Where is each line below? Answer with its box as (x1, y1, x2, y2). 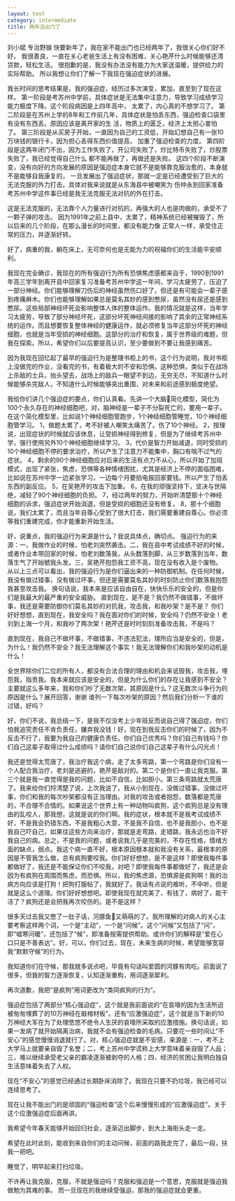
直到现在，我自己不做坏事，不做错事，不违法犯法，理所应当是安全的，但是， (7, 634, 228, 643)
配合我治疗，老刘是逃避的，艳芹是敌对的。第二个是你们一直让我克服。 (19, 767, 222, 775)
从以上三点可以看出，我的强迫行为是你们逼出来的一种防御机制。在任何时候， (7, 567, 228, 576)
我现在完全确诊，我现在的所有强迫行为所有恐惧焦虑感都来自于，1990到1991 (7, 269, 224, 277)
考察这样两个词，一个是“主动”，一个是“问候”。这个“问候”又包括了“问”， (13, 921, 219, 930)
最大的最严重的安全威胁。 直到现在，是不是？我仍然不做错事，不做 (25, 593, 218, 602)
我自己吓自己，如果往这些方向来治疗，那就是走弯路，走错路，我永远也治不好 (7, 827, 228, 836)
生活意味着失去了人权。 (7, 1062, 75, 1070)
